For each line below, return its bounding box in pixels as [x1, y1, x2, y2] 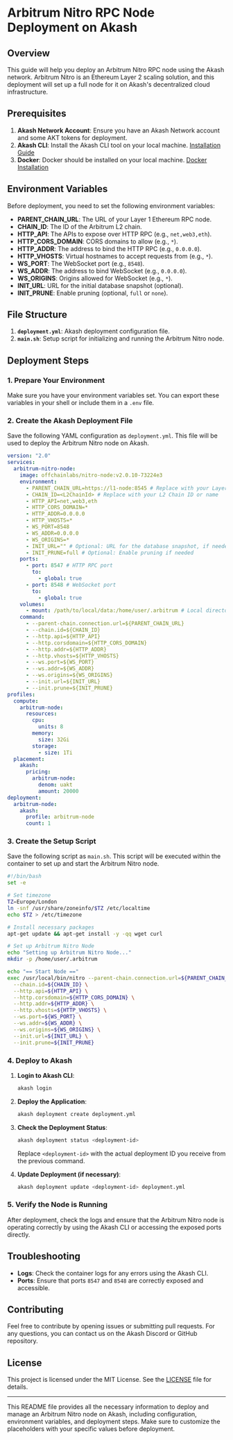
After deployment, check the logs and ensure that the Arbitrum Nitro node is [7, 1215, 225, 1224]
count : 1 [25, 820, 51, 827]
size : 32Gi [37, 736, 70, 743]
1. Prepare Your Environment [7, 375, 105, 385]
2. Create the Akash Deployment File [7, 416, 133, 426]
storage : [32, 742, 58, 750]
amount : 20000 [37, 787, 79, 795]
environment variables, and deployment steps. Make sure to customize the [7, 1417, 221, 1426]
